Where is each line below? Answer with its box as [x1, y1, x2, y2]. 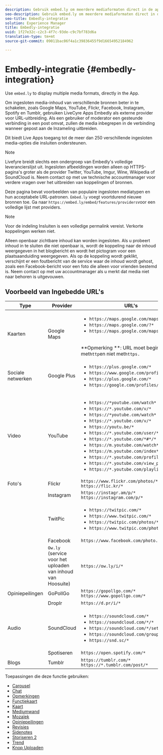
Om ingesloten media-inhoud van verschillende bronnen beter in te [5, 99, 139, 105]
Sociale [7, 369, 25, 376]
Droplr [48, 600, 62, 607]
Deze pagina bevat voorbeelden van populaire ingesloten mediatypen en [5, 189, 150, 195]
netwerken [7, 375, 32, 382]
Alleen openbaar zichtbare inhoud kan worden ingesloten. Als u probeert [5, 237, 150, 243]
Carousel [12, 683, 31, 689]
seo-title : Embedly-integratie [5, 16, 68, 21]
